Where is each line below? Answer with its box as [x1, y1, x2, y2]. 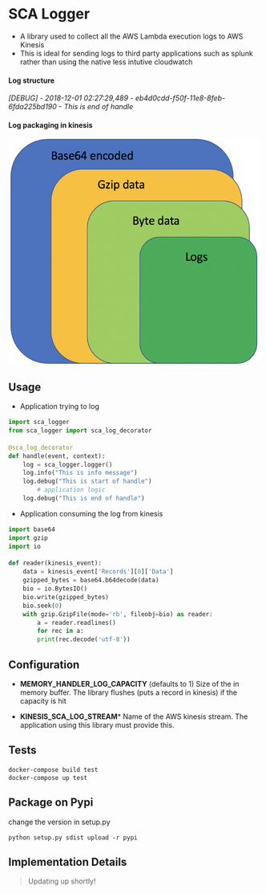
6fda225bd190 [8, 102, 58, 112]
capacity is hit [19, 696, 66, 705]
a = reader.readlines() [37, 618, 116, 627]
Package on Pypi [8, 796, 94, 810]
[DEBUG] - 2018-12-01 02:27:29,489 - [8, 93, 134, 103]
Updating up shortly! [27, 876, 96, 886]
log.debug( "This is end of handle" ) [22, 495, 146, 503]
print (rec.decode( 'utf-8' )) [37, 635, 131, 643]
